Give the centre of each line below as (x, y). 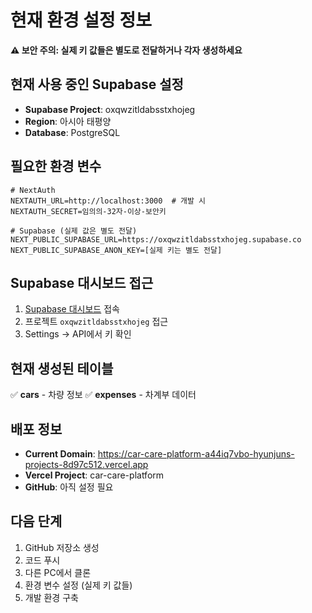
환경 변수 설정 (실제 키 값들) (78, 585)
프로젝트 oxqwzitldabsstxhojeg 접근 (96, 322)
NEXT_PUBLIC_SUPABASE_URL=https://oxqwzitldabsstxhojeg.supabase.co (156, 239)
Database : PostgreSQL (72, 132)
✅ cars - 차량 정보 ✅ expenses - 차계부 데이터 (103, 395)
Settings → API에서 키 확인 (78, 334)
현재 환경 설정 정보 (81, 20)
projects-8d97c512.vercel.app (86, 464)
